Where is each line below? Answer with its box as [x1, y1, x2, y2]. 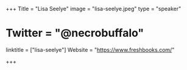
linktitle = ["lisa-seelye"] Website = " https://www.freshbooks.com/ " [5, 46, 175, 53]
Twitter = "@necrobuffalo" [5, 27, 144, 40]
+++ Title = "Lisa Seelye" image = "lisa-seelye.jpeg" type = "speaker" [5, 5, 182, 12]
